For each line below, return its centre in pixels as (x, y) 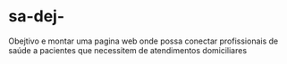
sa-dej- (37, 16)
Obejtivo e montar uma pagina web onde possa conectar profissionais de (143, 41)
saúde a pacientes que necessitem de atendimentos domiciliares (128, 50)
